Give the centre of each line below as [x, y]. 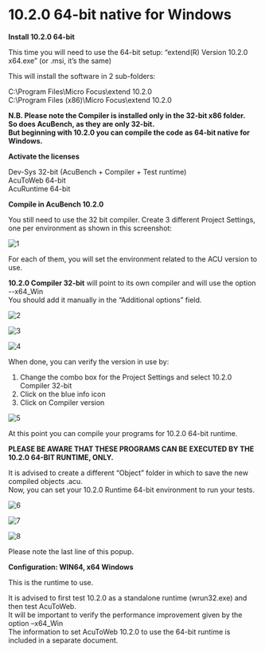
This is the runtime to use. [51, 582]
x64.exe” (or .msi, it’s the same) [60, 61]
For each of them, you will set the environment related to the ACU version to [132, 259]
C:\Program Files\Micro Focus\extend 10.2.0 [80, 91]
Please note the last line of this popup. [71, 551]
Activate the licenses [44, 156]
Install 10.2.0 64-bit [42, 37]
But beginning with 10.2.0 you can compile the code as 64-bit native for [129, 132]
